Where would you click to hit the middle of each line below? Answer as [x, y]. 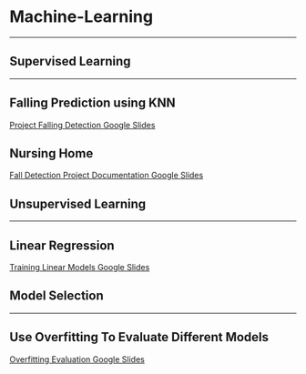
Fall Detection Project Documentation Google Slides [107, 176]
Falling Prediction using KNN [92, 103]
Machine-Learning [81, 17]
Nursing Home [51, 153]
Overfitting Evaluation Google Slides [77, 359]
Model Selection [57, 296]
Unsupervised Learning [78, 203]
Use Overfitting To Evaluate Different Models [139, 337]
